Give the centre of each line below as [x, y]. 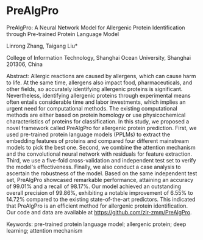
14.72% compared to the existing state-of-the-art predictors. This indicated [101, 199]
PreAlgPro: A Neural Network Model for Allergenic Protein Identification [96, 27]
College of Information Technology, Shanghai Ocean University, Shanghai [98, 57]
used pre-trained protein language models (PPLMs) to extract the [88, 134]
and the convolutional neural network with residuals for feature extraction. [99, 154]
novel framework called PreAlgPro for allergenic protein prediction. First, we [101, 128]
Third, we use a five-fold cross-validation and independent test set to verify [101, 160]
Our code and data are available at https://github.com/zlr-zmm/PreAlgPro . [99, 212]
